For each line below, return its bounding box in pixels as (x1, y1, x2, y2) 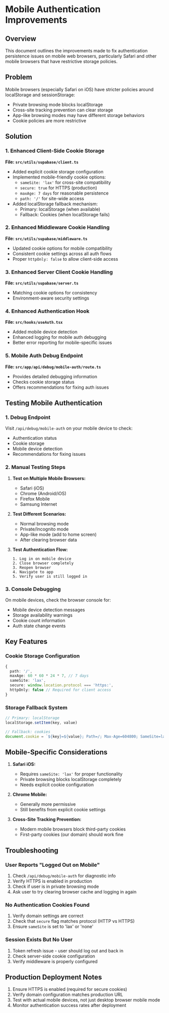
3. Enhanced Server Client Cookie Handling (5, 268, 113, 275)
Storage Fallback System (5, 704, 68, 711)
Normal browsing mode (20, 520, 69, 526)
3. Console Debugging (5, 585, 61, 592)
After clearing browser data (20, 537, 77, 543)
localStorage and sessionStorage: (5, 92, 75, 98)
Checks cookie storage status (12, 379, 74, 385)
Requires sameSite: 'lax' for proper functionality (20, 771, 123, 777)
